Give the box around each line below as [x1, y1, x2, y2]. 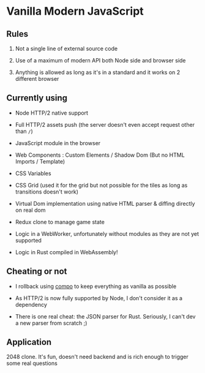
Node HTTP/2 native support [15, 109, 89, 116]
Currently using [6, 93, 68, 104]
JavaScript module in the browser [15, 139, 101, 146]
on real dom [15, 206, 46, 214]
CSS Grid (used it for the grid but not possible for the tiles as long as [15, 181, 188, 189]
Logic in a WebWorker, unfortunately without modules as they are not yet [15, 230, 199, 237]
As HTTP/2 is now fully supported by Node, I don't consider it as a [15, 294, 182, 301]
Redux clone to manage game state [15, 218, 105, 225]
